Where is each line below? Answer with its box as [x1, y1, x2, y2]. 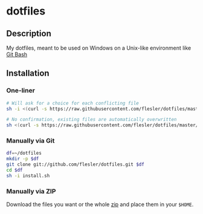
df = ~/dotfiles [6, 150, 42, 157]
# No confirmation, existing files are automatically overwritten [6, 117, 177, 123]
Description [6, 28, 51, 39]
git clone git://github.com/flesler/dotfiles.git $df [6, 161, 145, 167]
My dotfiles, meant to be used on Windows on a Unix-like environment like [6, 44, 192, 51]
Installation [6, 68, 50, 79]
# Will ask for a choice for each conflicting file [6, 100, 139, 106]
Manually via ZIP [6, 187, 56, 195]
